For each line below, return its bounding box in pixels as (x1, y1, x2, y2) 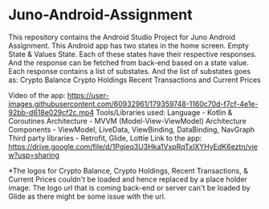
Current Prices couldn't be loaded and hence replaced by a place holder (8, 174, 247, 184)
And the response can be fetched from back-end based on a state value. (8, 58, 249, 68)
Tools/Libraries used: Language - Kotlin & (96, 107, 233, 117)
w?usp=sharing (8, 150, 60, 160)
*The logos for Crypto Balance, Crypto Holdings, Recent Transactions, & (8, 166, 249, 175)
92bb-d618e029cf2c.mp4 (8, 107, 95, 117)
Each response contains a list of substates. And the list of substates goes (8, 66, 251, 76)
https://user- (67, 90, 110, 100)
